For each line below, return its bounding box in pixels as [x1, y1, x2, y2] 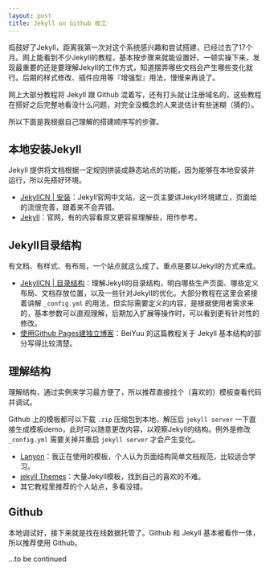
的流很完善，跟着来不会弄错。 [19, 203, 119, 212]
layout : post [8, 11, 52, 20]
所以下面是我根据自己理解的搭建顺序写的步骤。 [8, 117, 163, 126]
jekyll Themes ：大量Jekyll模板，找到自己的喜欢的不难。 [19, 471, 206, 481]
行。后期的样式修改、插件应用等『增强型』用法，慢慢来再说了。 [8, 72, 219, 82]
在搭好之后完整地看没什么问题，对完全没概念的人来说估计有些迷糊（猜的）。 [8, 100, 259, 109]
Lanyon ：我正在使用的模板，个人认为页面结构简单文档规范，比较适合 [19, 451, 249, 461]
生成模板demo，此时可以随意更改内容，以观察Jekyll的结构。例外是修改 [14, 424, 251, 434]
